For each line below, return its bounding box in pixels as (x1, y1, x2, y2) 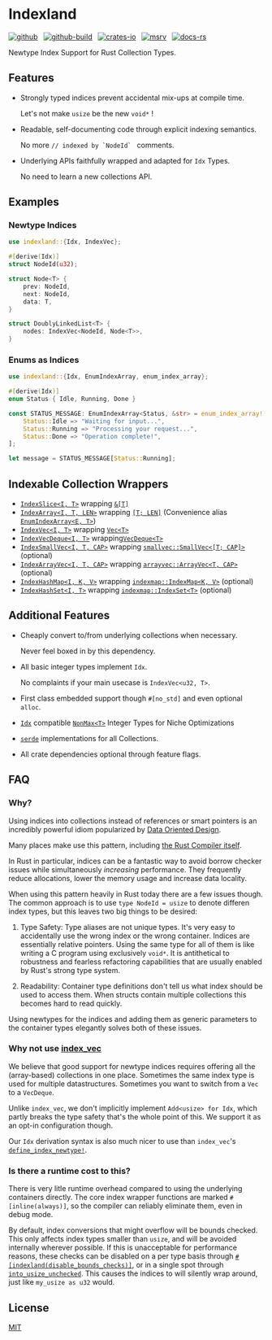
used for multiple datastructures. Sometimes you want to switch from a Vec (8, 1079, 259, 1089)
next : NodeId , (23, 290, 71, 298)
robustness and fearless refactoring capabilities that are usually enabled (19, 957, 262, 967)
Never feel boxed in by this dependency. (19, 646, 156, 656)
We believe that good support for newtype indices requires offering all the (8, 1061, 256, 1071)
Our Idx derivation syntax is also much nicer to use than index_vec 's (8, 1136, 236, 1146)
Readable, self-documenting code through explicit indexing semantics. (19, 124, 257, 134)
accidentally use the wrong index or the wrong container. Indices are (19, 931, 250, 941)
